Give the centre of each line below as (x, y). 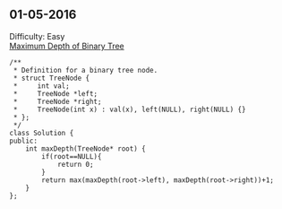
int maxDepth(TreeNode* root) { (85, 148)
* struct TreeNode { (51, 78)
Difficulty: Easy (37, 36)
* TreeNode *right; (57, 101)
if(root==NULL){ (72, 156)
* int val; (41, 86)
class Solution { (42, 133)
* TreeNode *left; (56, 93)
